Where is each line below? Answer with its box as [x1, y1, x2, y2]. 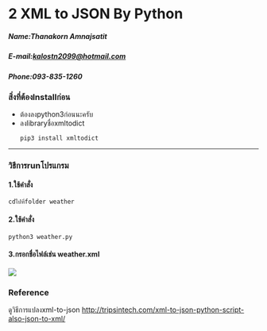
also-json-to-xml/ [8, 314, 66, 324]
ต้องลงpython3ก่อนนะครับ [19, 110, 94, 119]
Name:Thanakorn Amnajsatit [8, 31, 107, 40]
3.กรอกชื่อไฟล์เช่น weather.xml [8, 249, 100, 259]
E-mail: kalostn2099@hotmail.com [8, 52, 126, 61]
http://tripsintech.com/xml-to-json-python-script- [82, 305, 245, 314]
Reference [8, 287, 49, 298]
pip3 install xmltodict [19, 134, 99, 143]
